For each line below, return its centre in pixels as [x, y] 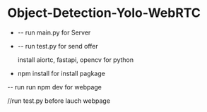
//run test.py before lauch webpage [59, 101]
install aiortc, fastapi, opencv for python [76, 60]
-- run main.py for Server [54, 32]
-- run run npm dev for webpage [55, 87]
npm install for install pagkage [61, 73]
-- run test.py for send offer [58, 46]
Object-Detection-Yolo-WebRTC [104, 13]
